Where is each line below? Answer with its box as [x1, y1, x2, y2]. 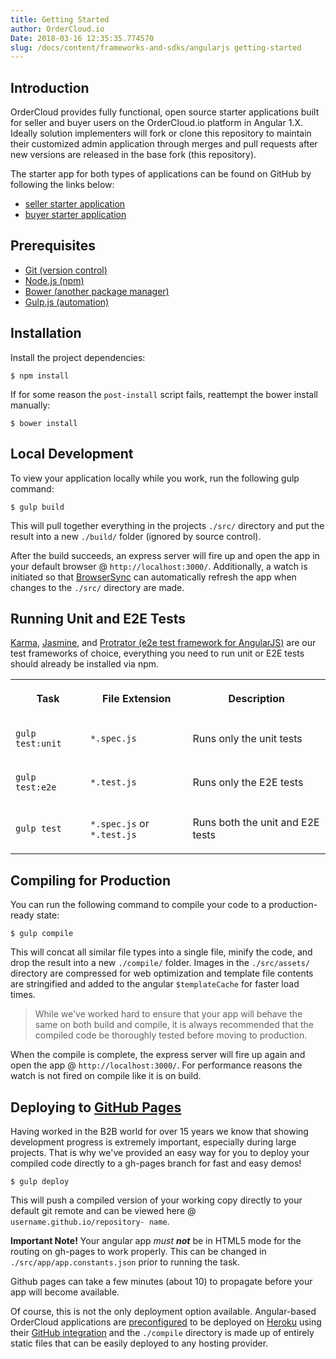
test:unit [15, 738, 62, 750]
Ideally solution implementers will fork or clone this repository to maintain [10, 127, 312, 140]
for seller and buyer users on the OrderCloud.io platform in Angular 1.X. [10, 117, 303, 129]
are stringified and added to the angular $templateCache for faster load [10, 978, 300, 990]
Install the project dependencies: [10, 351, 146, 363]
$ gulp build [10, 502, 65, 512]
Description [228, 692, 285, 706]
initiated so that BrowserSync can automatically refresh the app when [10, 571, 297, 583]
